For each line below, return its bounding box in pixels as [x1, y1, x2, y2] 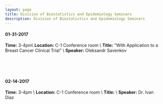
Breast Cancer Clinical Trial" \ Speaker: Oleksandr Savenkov [5, 47, 127, 53]
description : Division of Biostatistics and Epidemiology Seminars [5, 16, 145, 21]
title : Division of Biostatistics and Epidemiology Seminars [5, 12, 132, 17]
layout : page [5, 7, 32, 12]
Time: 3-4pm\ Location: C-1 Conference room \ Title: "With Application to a [5, 42, 159, 48]
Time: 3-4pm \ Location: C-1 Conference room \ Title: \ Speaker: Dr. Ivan [5, 89, 154, 95]
